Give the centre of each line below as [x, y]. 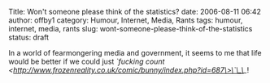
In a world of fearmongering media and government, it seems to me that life [135, 53]
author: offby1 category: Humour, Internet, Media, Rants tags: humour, [126, 20]
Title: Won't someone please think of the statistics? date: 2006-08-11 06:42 [135, 12]
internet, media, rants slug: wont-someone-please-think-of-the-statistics [131, 29]
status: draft [29, 37]
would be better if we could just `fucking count [87, 61]
